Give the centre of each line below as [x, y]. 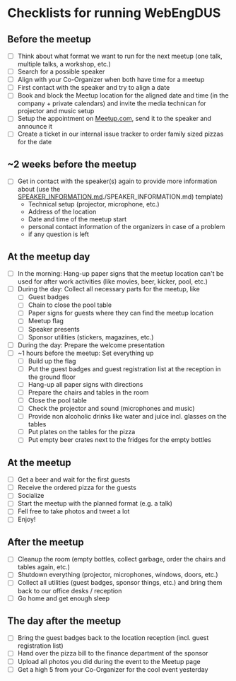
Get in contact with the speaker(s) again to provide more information [117, 181]
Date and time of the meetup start [77, 219]
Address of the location [62, 212]
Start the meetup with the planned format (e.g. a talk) [95, 504]
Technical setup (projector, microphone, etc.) [94, 204]
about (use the [39, 190]
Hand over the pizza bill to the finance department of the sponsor [113, 653]
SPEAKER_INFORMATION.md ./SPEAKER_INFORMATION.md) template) [120, 197]
